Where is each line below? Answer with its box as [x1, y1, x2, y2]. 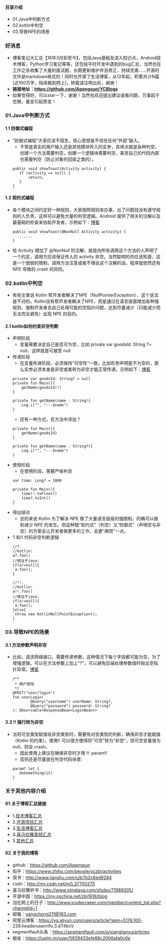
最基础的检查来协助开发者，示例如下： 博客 [12, 219, 100, 225]
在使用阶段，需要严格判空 [19, 468, 73, 474]
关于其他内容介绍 [5, 787, 46, 794]
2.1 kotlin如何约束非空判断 [5, 323, 59, 329]
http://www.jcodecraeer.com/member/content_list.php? [47, 899, 162, 906]
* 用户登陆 [14, 682, 34, 687]
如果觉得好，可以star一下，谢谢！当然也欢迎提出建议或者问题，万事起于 [12, 92, 160, 98]
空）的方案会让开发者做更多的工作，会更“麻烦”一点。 [19, 528, 128, 534]
